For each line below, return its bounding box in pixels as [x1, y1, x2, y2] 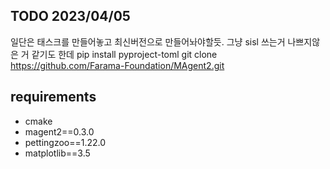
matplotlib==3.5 [24, 147, 91, 159]
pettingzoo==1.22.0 [24, 136, 107, 148]
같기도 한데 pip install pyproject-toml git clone [31, 48, 218, 60]
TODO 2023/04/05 [10, 8, 131, 25]
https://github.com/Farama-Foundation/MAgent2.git [10, 59, 225, 71]
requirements [10, 89, 97, 106]
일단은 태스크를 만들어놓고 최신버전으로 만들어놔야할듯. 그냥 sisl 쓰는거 [10, 35, 286, 48]
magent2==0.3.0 [24, 125, 95, 138]
